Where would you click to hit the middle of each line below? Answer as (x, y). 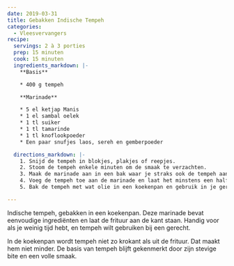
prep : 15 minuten (39, 53)
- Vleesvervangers (40, 33)
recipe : (18, 40)
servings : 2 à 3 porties (49, 46)
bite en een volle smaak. (42, 256)
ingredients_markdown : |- (51, 65)
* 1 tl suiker (40, 123)
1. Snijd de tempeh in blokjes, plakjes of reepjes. (98, 161)
